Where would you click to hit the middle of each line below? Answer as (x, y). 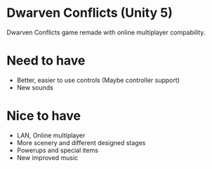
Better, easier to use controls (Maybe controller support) (98, 80)
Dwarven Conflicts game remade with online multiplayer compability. (106, 32)
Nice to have (44, 116)
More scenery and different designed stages (81, 142)
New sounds (35, 87)
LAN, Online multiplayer (51, 135)
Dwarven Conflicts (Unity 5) (90, 13)
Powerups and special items (58, 150)
